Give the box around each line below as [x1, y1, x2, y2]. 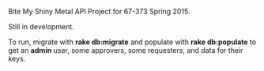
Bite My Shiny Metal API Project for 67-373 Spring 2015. [8, 7, 190, 16]
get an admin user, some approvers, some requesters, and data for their [8, 46, 243, 54]
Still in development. [8, 22, 75, 31]
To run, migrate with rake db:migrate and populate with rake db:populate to [8, 37, 257, 47]
